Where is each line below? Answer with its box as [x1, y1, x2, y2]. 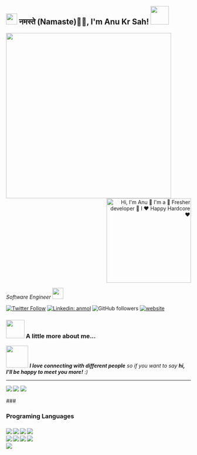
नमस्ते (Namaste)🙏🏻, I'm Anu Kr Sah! [18, 17, 150, 27]
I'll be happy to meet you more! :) [6, 369, 88, 376]
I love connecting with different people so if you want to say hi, [29, 362, 185, 369]
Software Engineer [6, 293, 52, 300]
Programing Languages [6, 412, 74, 420]
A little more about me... [25, 332, 96, 340]
